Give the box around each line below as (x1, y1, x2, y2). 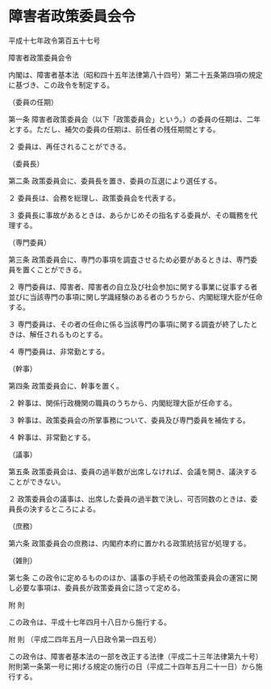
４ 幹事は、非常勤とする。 (8, 432, 95, 442)
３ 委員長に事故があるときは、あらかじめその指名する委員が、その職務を (8, 210, 251, 220)
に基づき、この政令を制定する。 (8, 80, 115, 90)
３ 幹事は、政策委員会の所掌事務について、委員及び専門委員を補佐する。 (8, 415, 250, 425)
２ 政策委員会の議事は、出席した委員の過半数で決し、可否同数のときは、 (8, 494, 251, 503)
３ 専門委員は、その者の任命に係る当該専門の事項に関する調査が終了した (8, 319, 251, 329)
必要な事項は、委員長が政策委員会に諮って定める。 (15, 582, 186, 592)
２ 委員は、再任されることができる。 (8, 141, 131, 151)
